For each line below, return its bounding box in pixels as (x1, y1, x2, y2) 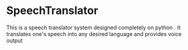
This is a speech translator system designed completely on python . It (6, 24, 181, 31)
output (6, 37, 23, 44)
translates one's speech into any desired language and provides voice (6, 30, 182, 37)
